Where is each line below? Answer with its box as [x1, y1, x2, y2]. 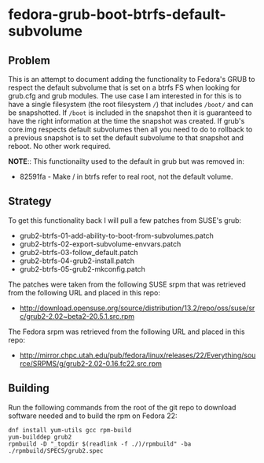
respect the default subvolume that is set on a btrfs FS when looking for [8, 83, 240, 92]
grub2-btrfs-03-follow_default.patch [19, 247, 139, 257]
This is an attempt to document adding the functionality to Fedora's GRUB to [8, 75, 255, 83]
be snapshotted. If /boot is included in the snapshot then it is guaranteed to [8, 108, 252, 117]
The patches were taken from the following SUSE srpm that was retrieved [8, 280, 246, 289]
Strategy [8, 194, 52, 208]
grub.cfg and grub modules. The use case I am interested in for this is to [8, 91, 242, 100]
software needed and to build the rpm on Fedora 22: [8, 411, 178, 420]
